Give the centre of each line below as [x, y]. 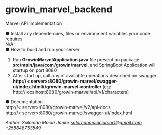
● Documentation [24, 102]
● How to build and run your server [43, 49]
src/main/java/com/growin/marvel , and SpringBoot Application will [84, 65]
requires [14, 39]
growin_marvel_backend [59, 9]
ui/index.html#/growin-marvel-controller [57, 86]
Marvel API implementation [34, 23]
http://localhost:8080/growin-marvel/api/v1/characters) [71, 92]
